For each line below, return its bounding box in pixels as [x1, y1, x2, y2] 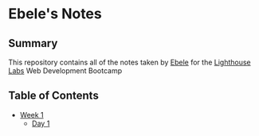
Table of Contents [8, 89, 100, 103]
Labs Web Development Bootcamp [8, 66, 122, 76]
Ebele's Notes [8, 5, 102, 23]
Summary [8, 37, 58, 50]
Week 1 [19, 110, 44, 119]
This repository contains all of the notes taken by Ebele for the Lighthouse [8, 57, 251, 67]
